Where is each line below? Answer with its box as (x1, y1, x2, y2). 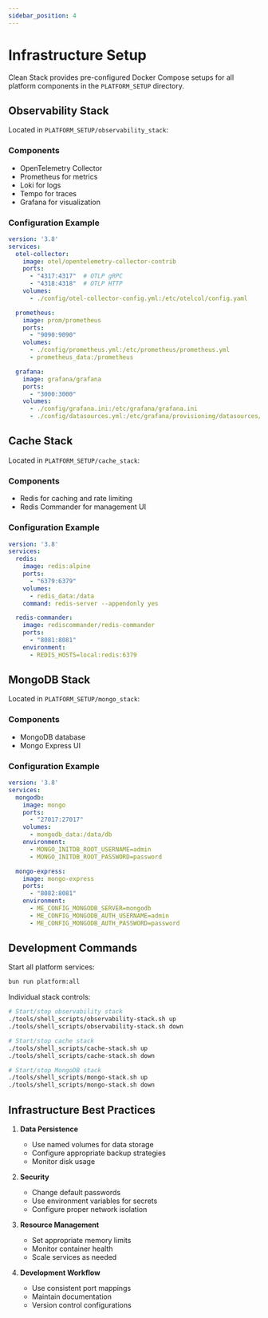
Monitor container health (31, 1244, 113, 1253)
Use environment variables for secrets (31, 1196, 158, 1206)
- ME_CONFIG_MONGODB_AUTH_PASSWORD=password (29, 919, 180, 927)
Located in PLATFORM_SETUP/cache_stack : (8, 456, 140, 465)
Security (19, 1172, 49, 1182)
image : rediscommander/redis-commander (22, 622, 156, 629)
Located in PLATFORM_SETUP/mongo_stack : (8, 694, 140, 704)
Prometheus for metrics (19, 172, 98, 181)
